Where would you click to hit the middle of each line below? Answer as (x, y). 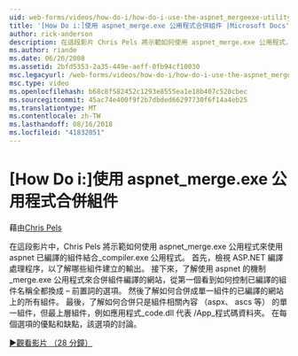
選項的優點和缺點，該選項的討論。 (79, 323)
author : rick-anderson (51, 34)
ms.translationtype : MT (53, 108)
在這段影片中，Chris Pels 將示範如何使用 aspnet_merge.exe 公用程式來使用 (146, 246)
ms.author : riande (43, 50)
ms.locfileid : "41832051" (57, 133)
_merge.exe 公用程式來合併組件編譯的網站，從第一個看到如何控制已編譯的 (144, 279)
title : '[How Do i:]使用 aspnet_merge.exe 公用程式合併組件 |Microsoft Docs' (149, 26)
